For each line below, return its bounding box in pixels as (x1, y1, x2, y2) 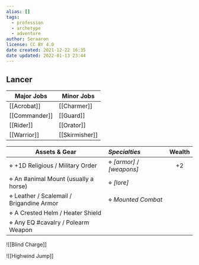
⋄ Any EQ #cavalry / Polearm (9, 218, 89, 227)
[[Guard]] (58, 112, 85, 120)
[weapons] (108, 165, 139, 173)
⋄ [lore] (108, 179, 129, 187)
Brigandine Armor (9, 199, 59, 208)
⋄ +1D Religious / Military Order (9, 161, 97, 170)
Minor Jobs (62, 92, 95, 101)
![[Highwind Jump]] (6, 253, 54, 260)
